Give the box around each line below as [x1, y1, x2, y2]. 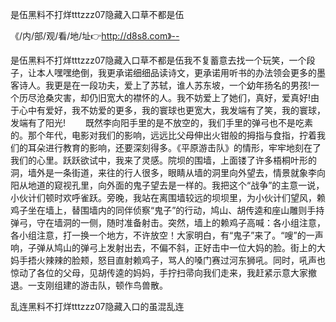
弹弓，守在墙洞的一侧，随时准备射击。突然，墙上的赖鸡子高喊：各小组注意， [10, 217, 326, 228]
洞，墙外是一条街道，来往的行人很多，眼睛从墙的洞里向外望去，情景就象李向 [10, 167, 326, 178]
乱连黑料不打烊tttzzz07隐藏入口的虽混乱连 [10, 301, 185, 312]
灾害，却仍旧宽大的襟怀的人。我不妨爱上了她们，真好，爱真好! [53, 92, 312, 103]
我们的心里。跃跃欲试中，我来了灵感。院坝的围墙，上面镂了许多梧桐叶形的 [10, 154, 317, 166]
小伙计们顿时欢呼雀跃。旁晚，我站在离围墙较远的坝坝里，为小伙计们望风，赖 [10, 192, 326, 203]
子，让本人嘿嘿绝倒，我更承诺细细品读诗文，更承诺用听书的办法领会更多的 [10, 67, 317, 78]
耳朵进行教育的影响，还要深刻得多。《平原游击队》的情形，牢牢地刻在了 [27, 142, 322, 153]
